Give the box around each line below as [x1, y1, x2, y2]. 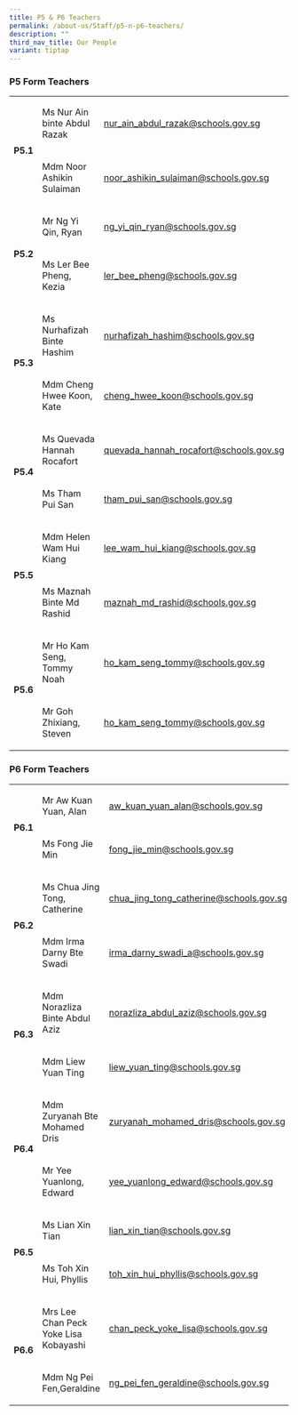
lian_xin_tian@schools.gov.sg [108, 1224, 231, 1236]
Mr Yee [42, 1164, 73, 1177]
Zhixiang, [42, 717, 81, 729]
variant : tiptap [9, 46, 69, 55]
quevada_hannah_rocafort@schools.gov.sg [103, 444, 285, 456]
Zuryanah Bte [42, 1109, 99, 1122]
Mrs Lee [42, 1305, 77, 1317]
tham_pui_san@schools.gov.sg [103, 493, 233, 505]
